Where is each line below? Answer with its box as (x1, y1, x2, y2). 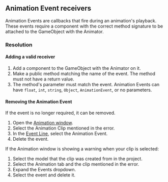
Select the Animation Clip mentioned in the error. (12, 125, 115, 132)
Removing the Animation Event (5, 98, 72, 105)
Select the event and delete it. (12, 172, 75, 178)
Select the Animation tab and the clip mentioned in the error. (12, 161, 139, 167)
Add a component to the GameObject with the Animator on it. (12, 65, 141, 71)
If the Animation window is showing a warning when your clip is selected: (5, 146, 159, 152)
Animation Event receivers (5, 4, 92, 13)
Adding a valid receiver (5, 54, 55, 60)
